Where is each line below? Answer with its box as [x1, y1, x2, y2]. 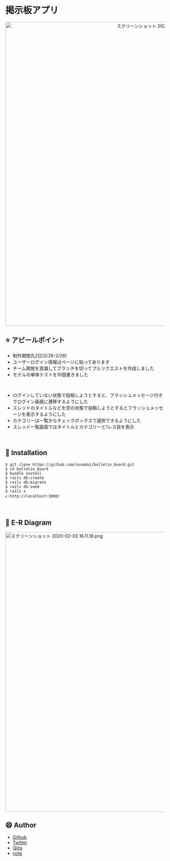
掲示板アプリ [5, 5, 59, 16]
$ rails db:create [5, 475, 44, 480]
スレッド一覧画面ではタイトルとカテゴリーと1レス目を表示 [12, 424, 135, 430]
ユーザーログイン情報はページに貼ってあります [12, 359, 110, 365]
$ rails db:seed [5, 484, 39, 489]
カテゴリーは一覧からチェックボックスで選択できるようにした [12, 417, 142, 423]
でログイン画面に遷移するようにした [12, 398, 89, 404]
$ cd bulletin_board [5, 466, 49, 471]
